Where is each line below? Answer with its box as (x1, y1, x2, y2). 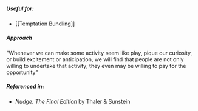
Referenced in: (6, 82, 44, 90)
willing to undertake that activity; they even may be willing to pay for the (6, 62, 186, 69)
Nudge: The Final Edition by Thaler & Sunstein (15, 98, 131, 105)
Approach (6, 34, 32, 41)
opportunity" (6, 69, 38, 76)
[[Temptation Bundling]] (15, 20, 75, 27)
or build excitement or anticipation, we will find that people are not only (6, 55, 184, 63)
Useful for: (6, 5, 35, 12)
